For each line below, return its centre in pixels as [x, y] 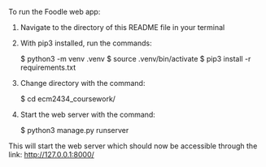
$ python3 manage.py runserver [74, 130]
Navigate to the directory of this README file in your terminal [122, 27]
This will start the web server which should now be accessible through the [133, 146]
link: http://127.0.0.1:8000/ [52, 154]
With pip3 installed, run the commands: [86, 43]
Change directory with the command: [83, 83]
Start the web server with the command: [88, 114]
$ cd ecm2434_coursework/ [68, 99]
